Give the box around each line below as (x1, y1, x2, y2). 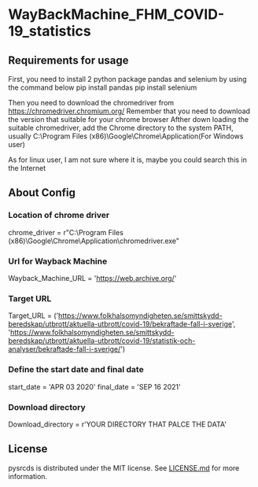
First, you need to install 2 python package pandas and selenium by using (8, 75, 247, 83)
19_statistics (8, 22, 92, 40)
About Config (8, 186, 76, 200)
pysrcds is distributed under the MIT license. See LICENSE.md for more (8, 463, 240, 473)
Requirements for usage (8, 53, 129, 67)
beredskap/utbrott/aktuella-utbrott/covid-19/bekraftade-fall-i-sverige (8, 319, 232, 329)
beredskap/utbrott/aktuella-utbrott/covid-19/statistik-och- (8, 336, 196, 345)
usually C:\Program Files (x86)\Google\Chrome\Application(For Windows (8, 131, 244, 141)
